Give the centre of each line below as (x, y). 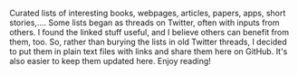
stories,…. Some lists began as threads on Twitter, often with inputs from (144, 23)
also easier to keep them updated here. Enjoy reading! (110, 61)
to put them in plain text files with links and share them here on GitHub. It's (149, 52)
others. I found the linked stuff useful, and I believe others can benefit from (149, 32)
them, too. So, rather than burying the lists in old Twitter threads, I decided (148, 42)
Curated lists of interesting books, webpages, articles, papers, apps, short (148, 13)
